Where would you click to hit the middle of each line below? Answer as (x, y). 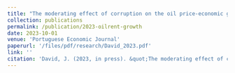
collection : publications (45, 20)
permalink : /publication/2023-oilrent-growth (74, 26)
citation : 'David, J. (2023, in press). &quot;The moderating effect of (115, 59)
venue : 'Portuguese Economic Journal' (64, 40)
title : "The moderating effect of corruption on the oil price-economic (115, 14)
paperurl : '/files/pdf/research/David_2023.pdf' (79, 46)
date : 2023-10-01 (33, 33)
